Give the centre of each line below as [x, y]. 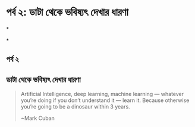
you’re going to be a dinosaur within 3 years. [75, 107]
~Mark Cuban [38, 118]
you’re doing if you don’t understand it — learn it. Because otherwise [105, 100]
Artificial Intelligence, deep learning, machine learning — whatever [102, 94]
